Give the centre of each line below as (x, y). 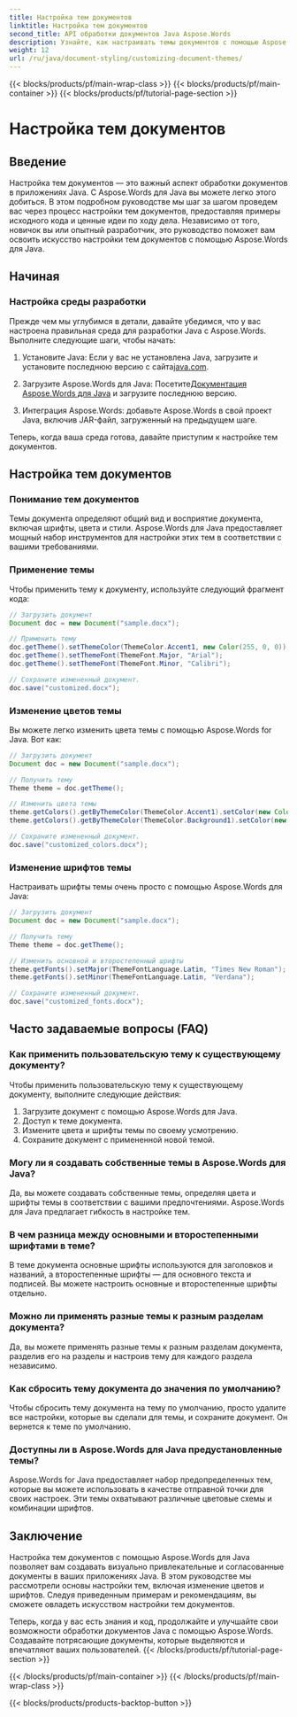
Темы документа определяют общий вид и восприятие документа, (136, 518)
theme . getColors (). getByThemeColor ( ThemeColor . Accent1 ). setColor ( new (140, 812)
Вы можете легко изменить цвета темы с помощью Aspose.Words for (141, 730)
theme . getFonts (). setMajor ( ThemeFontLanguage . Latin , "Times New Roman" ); (148, 969)
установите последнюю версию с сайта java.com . (115, 366)
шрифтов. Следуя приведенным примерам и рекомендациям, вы (133, 1595)
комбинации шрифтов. (52, 1508)
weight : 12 (29, 50)
